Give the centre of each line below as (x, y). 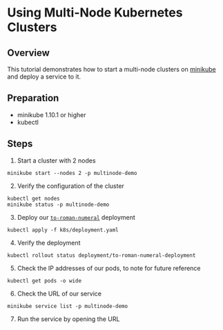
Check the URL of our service (59, 293)
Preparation (33, 98)
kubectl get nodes (33, 198)
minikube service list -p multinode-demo (68, 306)
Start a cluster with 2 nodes (56, 161)
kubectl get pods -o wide (44, 280)
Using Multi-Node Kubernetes (95, 13)
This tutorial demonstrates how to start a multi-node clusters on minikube (111, 69)
